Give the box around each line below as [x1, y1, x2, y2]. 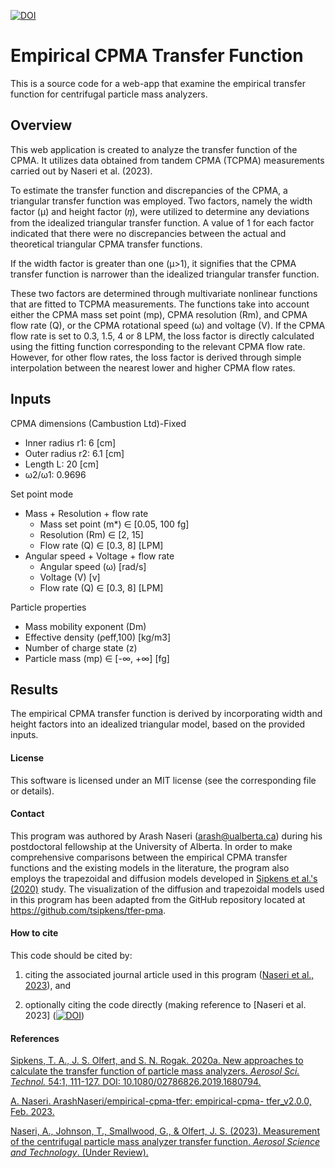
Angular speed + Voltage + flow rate [24, 550, 175, 562]
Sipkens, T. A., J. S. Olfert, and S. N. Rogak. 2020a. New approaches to [10, 1055, 304, 1067]
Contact [10, 808, 45, 820]
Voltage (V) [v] [39, 571, 101, 583]
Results [10, 681, 59, 698]
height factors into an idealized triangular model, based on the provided [10, 718, 306, 730]
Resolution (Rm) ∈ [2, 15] [39, 528, 144, 540]
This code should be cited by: [10, 949, 133, 961]
